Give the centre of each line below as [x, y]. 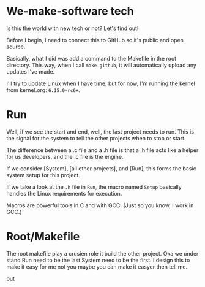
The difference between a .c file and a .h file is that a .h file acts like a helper [102, 150]
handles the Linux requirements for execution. [64, 193]
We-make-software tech [70, 11]
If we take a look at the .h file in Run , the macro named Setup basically [94, 187]
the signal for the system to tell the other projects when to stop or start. [96, 138]
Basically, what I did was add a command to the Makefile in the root [91, 58]
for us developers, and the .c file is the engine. [65, 156]
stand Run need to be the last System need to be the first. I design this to [98, 260]
